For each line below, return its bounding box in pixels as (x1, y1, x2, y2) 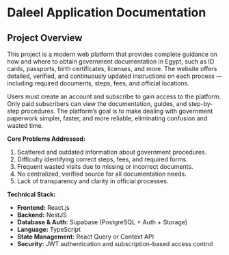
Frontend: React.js (16, 204, 70, 211)
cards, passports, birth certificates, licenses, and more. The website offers (7, 65, 217, 72)
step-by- (188, 100, 213, 107)
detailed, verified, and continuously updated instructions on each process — (7, 72, 223, 80)
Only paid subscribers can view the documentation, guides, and (7, 100, 187, 107)
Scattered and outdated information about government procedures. (16, 148, 207, 156)
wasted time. (7, 122, 44, 129)
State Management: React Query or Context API (16, 232, 154, 241)
